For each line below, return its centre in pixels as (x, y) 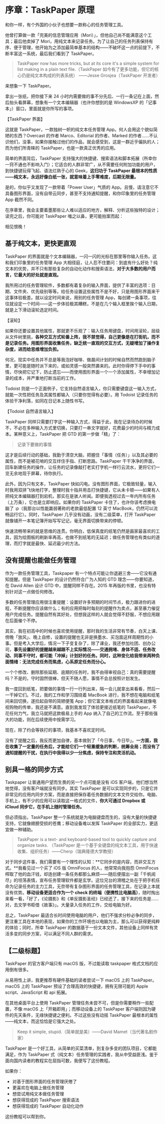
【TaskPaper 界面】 (25, 119)
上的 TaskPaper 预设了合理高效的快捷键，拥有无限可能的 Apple (84, 986)
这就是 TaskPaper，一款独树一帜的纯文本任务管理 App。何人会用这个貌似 (79, 129)
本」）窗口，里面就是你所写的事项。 (41, 108)
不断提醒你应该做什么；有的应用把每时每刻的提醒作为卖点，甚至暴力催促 (87, 608)
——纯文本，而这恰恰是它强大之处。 (42, 1021)
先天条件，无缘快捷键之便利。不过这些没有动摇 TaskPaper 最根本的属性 (86, 1015)
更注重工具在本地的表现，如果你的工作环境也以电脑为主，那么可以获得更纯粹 (82, 921)
